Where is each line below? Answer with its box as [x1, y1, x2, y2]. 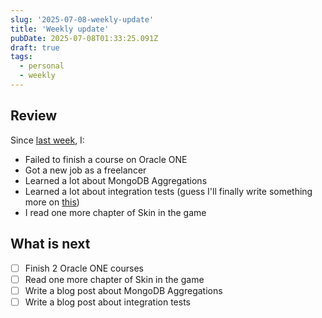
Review [10, 107, 58, 125]
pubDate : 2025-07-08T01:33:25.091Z [10, 33, 159, 43]
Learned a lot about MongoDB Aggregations [24, 174, 208, 186]
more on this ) [24, 196, 80, 208]
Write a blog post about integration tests [24, 296, 192, 308]
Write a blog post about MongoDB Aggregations [24, 284, 223, 296]
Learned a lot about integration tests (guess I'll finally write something [24, 185, 313, 197]
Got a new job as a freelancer [24, 164, 147, 176]
